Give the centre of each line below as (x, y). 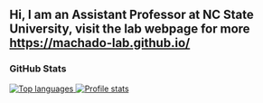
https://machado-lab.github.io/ (100, 43)
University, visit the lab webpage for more (130, 29)
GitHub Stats (38, 69)
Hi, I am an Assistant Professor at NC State (132, 15)
